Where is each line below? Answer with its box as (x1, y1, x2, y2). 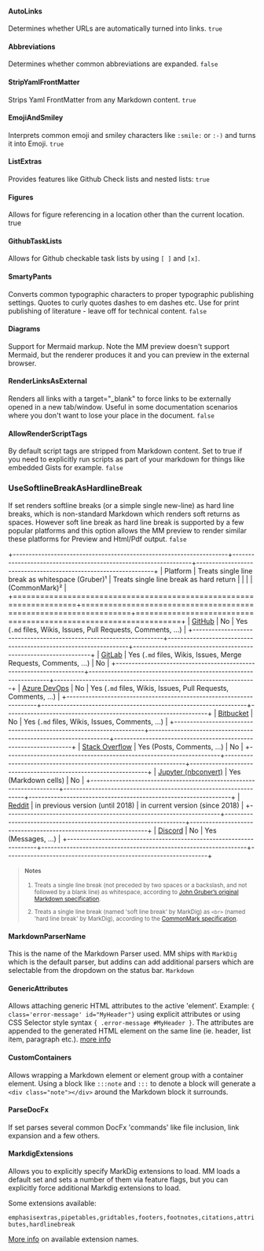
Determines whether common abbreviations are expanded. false (8, 59, 218, 69)
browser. (8, 358, 37, 368)
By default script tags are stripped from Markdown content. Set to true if (8, 446, 243, 456)
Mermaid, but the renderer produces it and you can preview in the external (8, 350, 250, 359)
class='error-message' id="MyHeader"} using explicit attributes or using (8, 1009, 241, 1019)
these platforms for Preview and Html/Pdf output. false (8, 534, 187, 544)
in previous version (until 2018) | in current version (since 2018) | (35, 800, 244, 810)
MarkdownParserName (8, 931, 86, 941)
